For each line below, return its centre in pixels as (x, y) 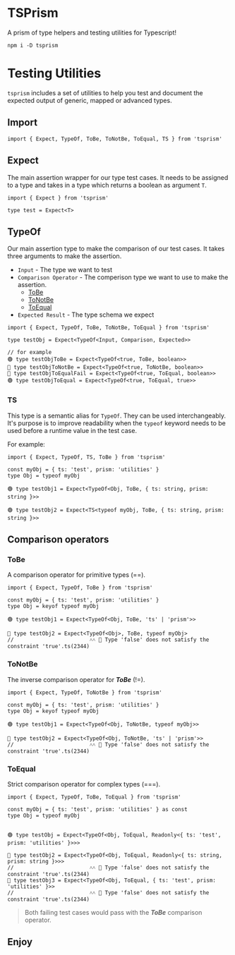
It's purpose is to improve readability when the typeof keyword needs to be (116, 423)
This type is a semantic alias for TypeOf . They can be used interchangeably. (116, 415)
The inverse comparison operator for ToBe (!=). (76, 679)
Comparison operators (58, 540)
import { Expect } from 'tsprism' (58, 198)
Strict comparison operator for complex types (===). (84, 784)
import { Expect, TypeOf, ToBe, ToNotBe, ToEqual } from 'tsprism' (109, 328)
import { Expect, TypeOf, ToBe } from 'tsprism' (80, 588)
